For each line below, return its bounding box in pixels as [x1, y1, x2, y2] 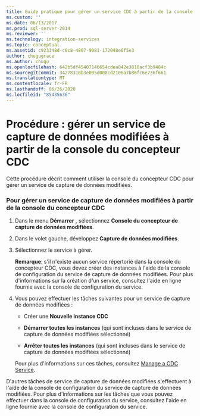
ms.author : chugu [6, 58, 49, 64]
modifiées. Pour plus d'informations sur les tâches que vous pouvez [6, 390, 173, 398]
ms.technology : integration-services [6, 36, 100, 42]
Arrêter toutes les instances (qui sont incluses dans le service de [23, 342, 186, 349]
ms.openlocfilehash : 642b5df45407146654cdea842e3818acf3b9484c [6, 64, 167, 70]
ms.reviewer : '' [6, 31, 46, 37]
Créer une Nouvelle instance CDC [23, 312, 108, 320]
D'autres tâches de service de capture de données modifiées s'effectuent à [6, 377, 192, 384]
